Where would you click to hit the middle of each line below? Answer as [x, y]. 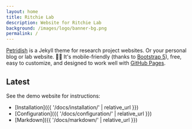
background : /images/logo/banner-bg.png [57, 28]
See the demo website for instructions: [53, 96]
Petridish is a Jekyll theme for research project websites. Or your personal [97, 50]
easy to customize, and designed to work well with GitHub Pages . [86, 63]
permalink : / [22, 34]
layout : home [22, 12]
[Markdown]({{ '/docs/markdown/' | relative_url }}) [76, 120]
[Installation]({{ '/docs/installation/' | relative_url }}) [77, 107]
